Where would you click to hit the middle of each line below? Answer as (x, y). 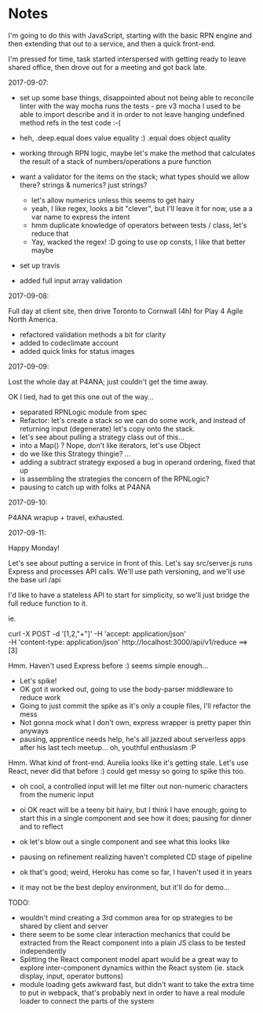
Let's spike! (38, 680)
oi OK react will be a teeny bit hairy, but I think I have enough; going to (133, 810)
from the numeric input (57, 794)
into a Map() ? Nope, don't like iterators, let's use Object (110, 445)
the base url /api (35, 579)
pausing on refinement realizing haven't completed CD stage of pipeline (136, 857)
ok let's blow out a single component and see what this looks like (124, 841)
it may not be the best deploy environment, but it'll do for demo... (124, 887)
